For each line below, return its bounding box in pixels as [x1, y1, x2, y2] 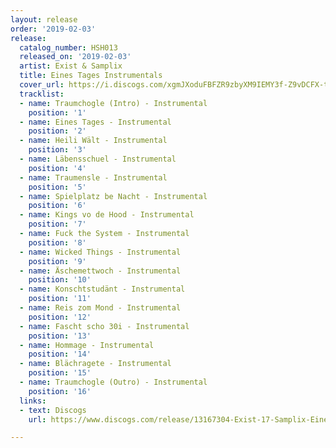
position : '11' [28, 294, 92, 304]
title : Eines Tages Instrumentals [19, 71, 163, 81]
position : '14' [28, 349, 92, 360]
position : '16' [28, 386, 92, 396]
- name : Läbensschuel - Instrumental [19, 154, 177, 164]
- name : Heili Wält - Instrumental [19, 136, 168, 146]
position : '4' [28, 163, 87, 173]
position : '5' [28, 182, 87, 192]
